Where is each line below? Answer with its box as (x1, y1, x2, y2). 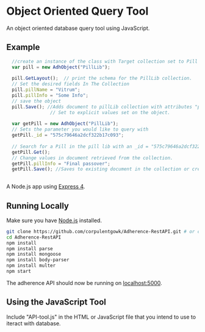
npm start (6, 269, 32, 275)
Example (6, 42, 40, 52)
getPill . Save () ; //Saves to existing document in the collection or (12, 166, 190, 172)
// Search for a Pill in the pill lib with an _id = (12, 143, 149, 150)
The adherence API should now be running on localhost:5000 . (6, 279, 163, 286)
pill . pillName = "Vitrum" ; (12, 87, 81, 93)
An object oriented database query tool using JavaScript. (6, 24, 150, 32)
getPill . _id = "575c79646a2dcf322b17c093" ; (12, 132, 124, 139)
